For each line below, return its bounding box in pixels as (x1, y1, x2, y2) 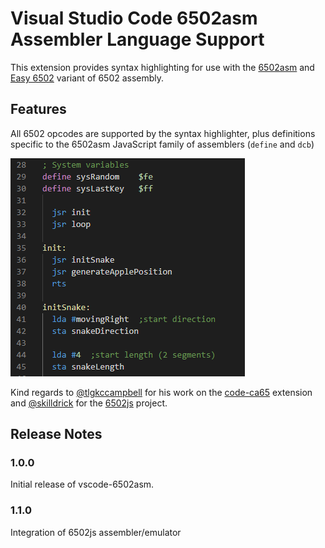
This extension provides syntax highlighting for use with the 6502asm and (10, 61, 315, 73)
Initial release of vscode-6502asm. (10, 478, 155, 491)
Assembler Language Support (10, 28, 265, 51)
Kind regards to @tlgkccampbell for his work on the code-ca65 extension (10, 386, 313, 398)
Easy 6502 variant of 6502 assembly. (10, 72, 165, 84)
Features (10, 101, 67, 118)
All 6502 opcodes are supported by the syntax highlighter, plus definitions (10, 127, 316, 139)
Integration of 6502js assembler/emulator (10, 526, 182, 538)
